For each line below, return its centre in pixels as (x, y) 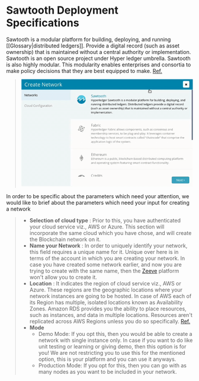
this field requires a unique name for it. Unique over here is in (104, 252)
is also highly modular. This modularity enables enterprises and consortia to (99, 64)
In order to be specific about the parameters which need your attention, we (98, 196)
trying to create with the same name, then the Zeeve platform (104, 271)
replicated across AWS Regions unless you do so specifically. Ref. (110, 322)
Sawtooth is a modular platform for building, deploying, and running (89, 39)
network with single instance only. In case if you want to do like (115, 340)
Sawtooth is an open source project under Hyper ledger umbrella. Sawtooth (98, 58)
